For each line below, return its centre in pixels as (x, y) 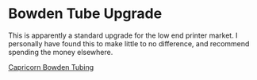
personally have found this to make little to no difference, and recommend (129, 43)
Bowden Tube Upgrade (85, 14)
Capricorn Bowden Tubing (51, 67)
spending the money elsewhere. (61, 52)
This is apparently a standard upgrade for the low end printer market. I (123, 35)
